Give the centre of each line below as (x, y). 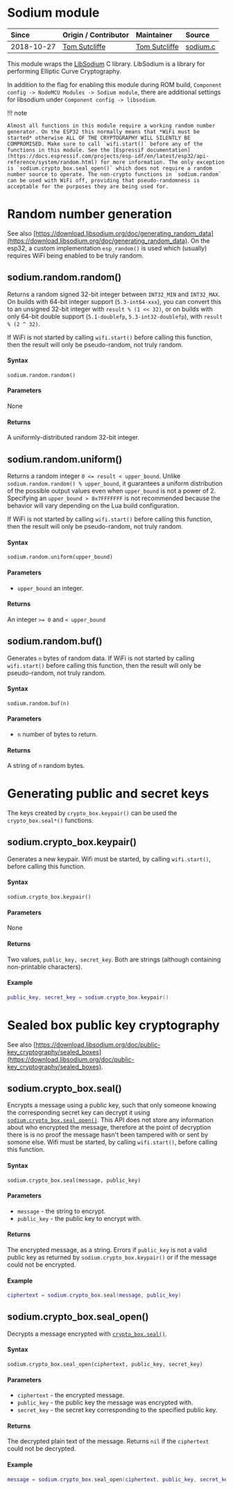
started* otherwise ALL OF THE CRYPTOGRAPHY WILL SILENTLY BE (99, 138)
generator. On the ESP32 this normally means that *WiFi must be (103, 131)
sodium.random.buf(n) (38, 703)
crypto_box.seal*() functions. (50, 820)
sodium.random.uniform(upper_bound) (60, 557)
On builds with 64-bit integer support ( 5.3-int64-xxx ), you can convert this (114, 301)
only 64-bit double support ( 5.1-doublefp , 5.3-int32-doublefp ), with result (115, 316)
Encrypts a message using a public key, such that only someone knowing (112, 1105)
